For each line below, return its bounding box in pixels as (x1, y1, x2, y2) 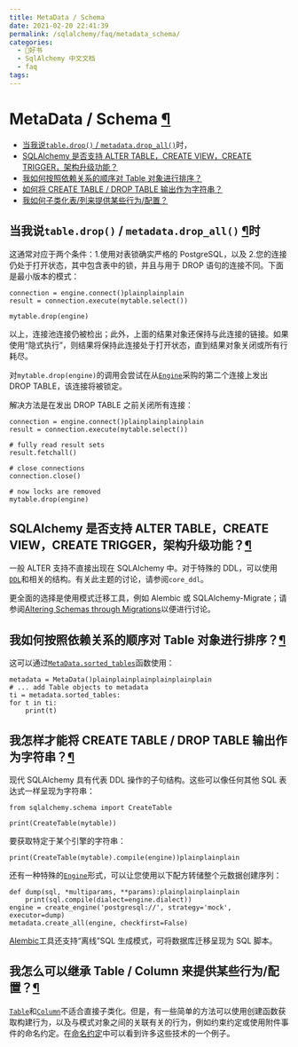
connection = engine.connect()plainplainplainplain (9, 417, 204, 426)
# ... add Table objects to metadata (9, 683, 149, 692)
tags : (9, 71, 29, 80)
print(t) (25, 706, 58, 715)
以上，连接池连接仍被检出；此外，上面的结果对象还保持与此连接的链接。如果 (9, 328, 289, 339)
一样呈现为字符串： (24, 785, 95, 796)
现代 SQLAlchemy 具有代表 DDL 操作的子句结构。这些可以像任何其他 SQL (9, 774, 278, 785)
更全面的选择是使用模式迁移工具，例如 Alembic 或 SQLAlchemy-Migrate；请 (9, 593, 287, 603)
